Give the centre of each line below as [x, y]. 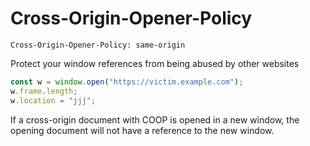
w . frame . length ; [44, 91]
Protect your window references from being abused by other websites [155, 63]
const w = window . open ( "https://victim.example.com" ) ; [127, 82]
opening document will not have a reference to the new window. [142, 130]
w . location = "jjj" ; [53, 100]
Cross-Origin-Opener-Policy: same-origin [98, 45]
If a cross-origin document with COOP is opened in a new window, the [155, 119]
